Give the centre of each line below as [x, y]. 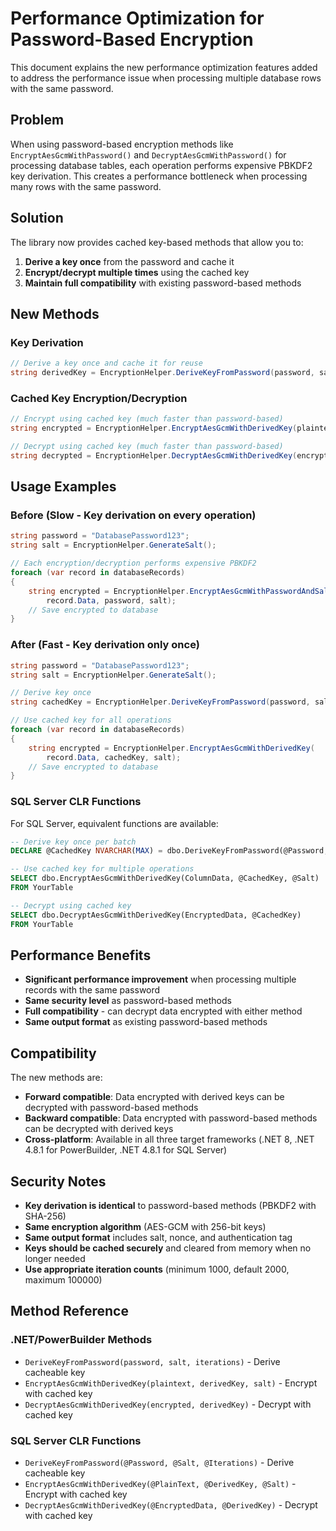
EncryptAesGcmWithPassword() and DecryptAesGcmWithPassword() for [148, 154]
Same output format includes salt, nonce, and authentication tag [158, 1238]
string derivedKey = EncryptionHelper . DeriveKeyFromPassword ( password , [162, 373]
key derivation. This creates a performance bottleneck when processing [159, 176]
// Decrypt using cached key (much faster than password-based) [147, 447]
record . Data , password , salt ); [111, 600]
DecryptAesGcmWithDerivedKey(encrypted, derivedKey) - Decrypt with [168, 1404]
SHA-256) [45, 1216]
